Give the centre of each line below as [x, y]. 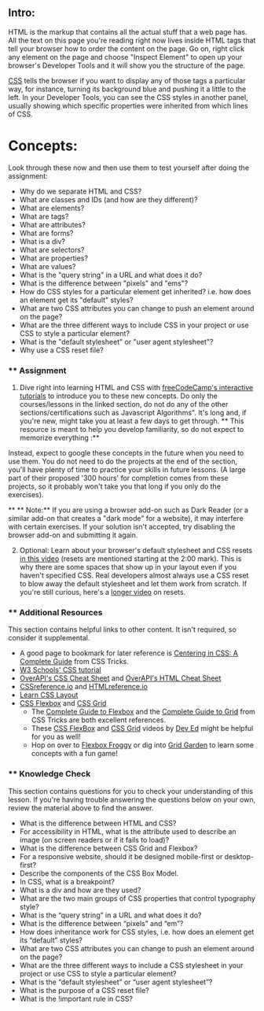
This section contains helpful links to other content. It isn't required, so [123, 629]
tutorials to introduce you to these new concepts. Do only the [118, 396]
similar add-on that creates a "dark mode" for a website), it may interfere [126, 518]
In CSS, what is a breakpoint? [67, 881]
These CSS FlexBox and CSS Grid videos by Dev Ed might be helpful [142, 729]
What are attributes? [53, 224]
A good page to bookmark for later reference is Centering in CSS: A [128, 653]
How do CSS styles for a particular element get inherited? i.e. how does [135, 291]
